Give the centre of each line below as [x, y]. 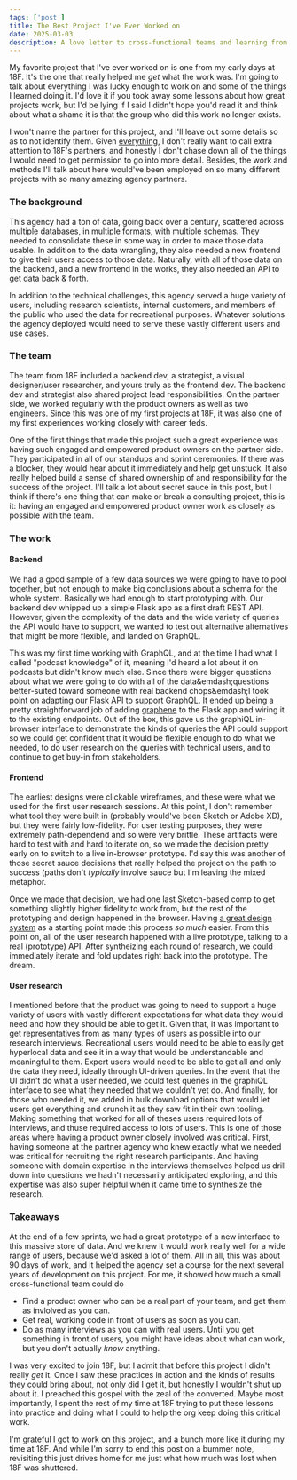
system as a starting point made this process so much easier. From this [139, 927]
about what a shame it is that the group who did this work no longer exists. [145, 115]
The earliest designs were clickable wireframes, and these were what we [142, 797]
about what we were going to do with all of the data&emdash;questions [139, 681]
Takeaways [34, 1217]
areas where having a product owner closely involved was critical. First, [140, 1137]
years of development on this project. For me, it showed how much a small [145, 1274]
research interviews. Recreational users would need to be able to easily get [146, 1043]
